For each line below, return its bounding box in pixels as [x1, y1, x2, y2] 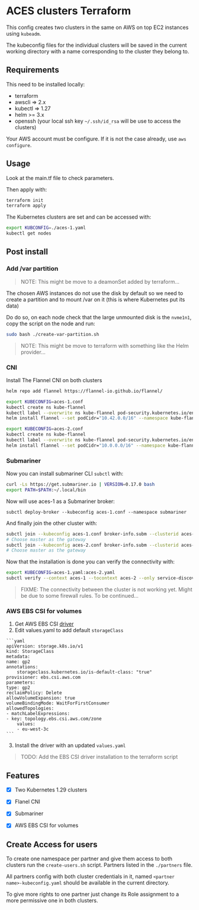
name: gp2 [6, 659, 31, 665]
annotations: [6, 664, 38, 670]
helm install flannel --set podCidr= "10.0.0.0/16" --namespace [6, 443, 166, 448]
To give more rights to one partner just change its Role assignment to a [6, 890, 179, 898]
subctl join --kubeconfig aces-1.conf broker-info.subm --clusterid [6, 531, 179, 537]
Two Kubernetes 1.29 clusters [14, 786, 88, 793]
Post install [6, 247, 49, 257]
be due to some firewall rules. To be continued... [20, 592, 139, 600]
